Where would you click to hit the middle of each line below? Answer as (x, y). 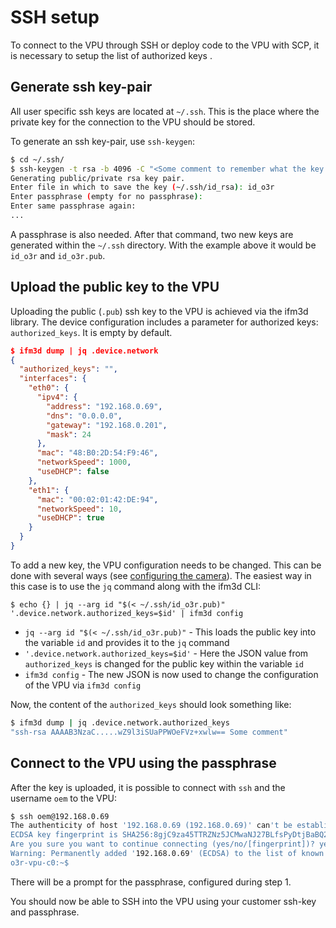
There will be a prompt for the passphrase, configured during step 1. (151, 882)
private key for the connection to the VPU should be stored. (133, 122)
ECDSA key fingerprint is (64, 835)
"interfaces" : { (53, 379)
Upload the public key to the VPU (115, 287)
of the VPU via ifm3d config (83, 685)
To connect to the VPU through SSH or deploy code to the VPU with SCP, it (165, 45)
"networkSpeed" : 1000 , (84, 462)
